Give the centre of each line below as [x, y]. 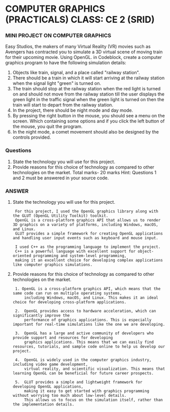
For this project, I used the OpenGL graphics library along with [87, 211]
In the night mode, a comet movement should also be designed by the [86, 132]
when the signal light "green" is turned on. [57, 83]
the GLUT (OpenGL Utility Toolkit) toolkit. [60, 216]
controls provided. [32, 137]
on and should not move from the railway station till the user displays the [89, 94]
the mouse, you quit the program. [47, 126]
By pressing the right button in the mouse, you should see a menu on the [89, 116]
